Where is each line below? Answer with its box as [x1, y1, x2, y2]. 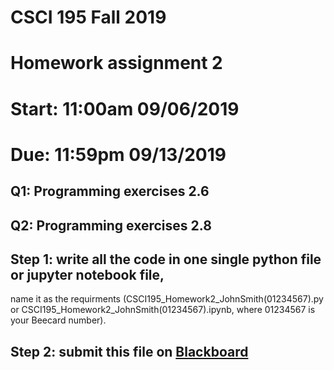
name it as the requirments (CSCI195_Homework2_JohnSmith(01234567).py [10, 293, 324, 305]
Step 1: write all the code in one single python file [10, 251, 322, 268]
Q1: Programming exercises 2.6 [10, 183, 210, 200]
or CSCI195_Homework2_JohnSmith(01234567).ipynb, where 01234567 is [10, 304, 316, 316]
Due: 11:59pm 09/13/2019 [10, 143, 227, 166]
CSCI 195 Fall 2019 [10, 6, 167, 29]
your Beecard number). [10, 314, 107, 326]
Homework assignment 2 [10, 52, 223, 75]
